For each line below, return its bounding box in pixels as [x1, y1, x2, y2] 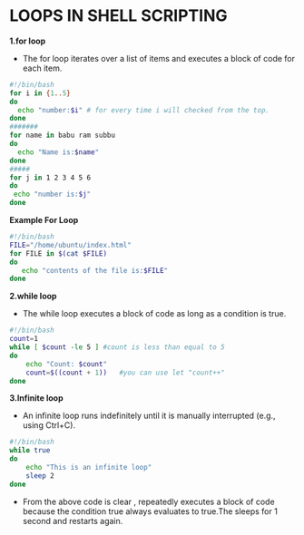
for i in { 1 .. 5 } [9, 88, 71, 98]
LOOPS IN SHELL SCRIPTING [9, 5, 229, 26]
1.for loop [9, 35, 46, 46]
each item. [22, 63, 63, 73]
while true [9, 446, 51, 455]
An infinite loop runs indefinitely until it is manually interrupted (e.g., [22, 410, 276, 422]
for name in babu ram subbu [9, 131, 116, 141]
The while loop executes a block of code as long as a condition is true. [22, 308, 287, 319]
